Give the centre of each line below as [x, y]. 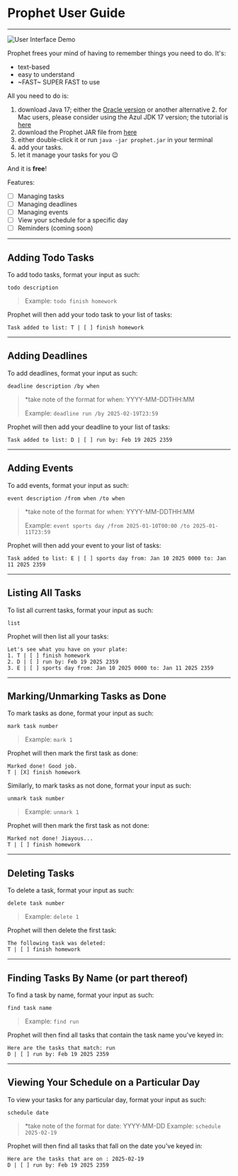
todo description [33, 288]
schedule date [28, 1113]
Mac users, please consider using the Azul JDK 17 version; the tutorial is [123, 117]
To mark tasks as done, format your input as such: [80, 713]
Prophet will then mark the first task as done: [73, 753]
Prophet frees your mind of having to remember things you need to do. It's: [117, 53]
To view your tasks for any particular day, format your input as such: [107, 1099]
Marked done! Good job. [42, 766]
